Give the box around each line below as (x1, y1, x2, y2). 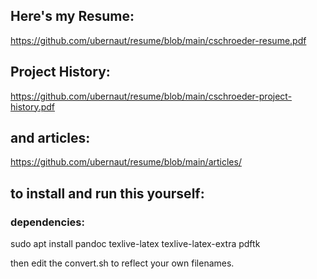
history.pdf (10, 100, 55, 113)
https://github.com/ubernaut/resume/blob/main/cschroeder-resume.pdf (10, 34, 307, 46)
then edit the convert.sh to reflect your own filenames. (10, 257, 235, 269)
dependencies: (10, 215, 85, 229)
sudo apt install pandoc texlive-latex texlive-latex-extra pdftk (10, 238, 261, 250)
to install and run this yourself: (10, 185, 205, 202)
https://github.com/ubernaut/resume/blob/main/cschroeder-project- (10, 90, 293, 102)
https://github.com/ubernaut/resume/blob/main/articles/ (10, 156, 242, 168)
